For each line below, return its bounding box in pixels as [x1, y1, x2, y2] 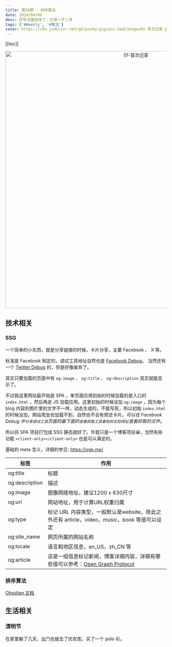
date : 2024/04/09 [5, 12, 42, 17]
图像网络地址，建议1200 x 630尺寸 [48, 489, 133, 496]
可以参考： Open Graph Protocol [58, 560, 135, 567]
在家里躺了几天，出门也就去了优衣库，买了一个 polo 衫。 [5, 636, 125, 642]
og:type [8, 515, 27, 523]
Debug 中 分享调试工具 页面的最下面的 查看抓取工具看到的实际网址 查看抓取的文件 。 [5, 418, 165, 424]
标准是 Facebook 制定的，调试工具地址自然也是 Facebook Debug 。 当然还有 [5, 357, 166, 364]
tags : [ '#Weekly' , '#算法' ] [5, 22, 64, 27]
